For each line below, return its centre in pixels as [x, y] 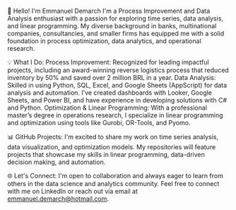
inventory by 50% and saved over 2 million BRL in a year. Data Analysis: [112, 77]
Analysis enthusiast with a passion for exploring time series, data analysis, [116, 18]
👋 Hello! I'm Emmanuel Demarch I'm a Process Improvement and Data [109, 11]
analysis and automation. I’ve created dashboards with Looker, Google [110, 93]
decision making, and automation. [57, 162]
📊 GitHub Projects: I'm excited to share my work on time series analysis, [113, 137]
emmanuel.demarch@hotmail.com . [58, 199]
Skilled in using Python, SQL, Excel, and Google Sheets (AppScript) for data [117, 85]
